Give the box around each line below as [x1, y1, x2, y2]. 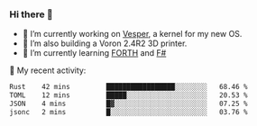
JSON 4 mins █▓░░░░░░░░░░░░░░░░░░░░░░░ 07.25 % [9, 99, 248, 109]
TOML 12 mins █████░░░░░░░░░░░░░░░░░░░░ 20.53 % [9, 91, 248, 100]
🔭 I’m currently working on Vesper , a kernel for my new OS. [22, 29, 243, 40]
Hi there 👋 [9, 8, 54, 21]
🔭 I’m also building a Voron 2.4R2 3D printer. [22, 38, 188, 49]
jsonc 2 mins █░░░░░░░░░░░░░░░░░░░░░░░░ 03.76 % [9, 107, 248, 116]
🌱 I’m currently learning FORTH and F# [22, 48, 167, 58]
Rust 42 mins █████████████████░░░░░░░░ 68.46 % [9, 83, 248, 92]
